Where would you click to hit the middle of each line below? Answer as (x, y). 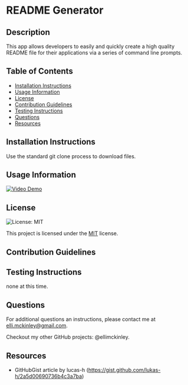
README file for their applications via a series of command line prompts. (94, 53)
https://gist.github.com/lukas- (124, 370)
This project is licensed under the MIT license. (62, 233)
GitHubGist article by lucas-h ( (51, 370)
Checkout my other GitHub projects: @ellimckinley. (68, 337)
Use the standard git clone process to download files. (71, 156)
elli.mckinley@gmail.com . (37, 326)
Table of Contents (40, 71)
